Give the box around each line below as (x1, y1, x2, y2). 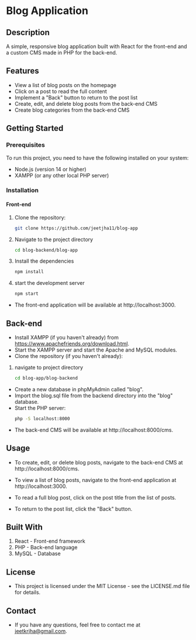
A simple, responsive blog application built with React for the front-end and (6, 43, 187, 50)
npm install (14, 269, 44, 275)
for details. (14, 589, 41, 596)
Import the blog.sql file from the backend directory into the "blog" (14, 392, 173, 399)
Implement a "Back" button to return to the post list (14, 94, 138, 101)
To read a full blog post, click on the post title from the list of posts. (14, 494, 177, 501)
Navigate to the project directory (14, 236, 94, 243)
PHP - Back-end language (14, 544, 78, 551)
